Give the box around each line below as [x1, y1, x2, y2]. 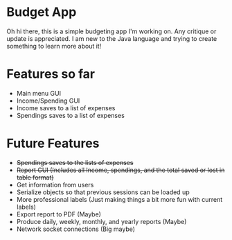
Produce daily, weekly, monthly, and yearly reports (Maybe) [16, 217, 187, 225]
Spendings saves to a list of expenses [16, 111, 125, 119]
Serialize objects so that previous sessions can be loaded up [16, 188, 190, 196]
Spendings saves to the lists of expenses [16, 158, 134, 166]
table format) [16, 173, 54, 181]
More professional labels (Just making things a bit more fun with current [16, 195, 223, 203]
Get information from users [16, 180, 94, 189]
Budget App [6, 4, 77, 20]
